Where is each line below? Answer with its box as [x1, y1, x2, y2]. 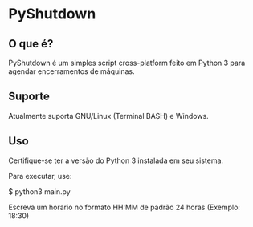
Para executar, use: [8, 171, 72, 180]
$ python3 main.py [8, 186, 71, 197]
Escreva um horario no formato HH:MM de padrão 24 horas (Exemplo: [8, 202, 241, 212]
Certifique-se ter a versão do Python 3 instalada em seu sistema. [8, 156, 223, 165]
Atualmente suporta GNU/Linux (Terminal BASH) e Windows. [8, 111, 209, 120]
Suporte [8, 90, 50, 103]
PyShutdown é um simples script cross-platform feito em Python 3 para [8, 58, 246, 67]
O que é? [8, 37, 54, 51]
